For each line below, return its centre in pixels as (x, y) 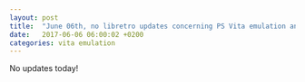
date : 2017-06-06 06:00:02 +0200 (77, 34)
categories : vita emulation (63, 43)
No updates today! (44, 68)
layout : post (34, 18)
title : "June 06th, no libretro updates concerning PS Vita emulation (148, 26)
